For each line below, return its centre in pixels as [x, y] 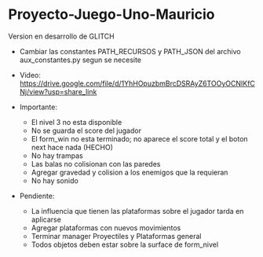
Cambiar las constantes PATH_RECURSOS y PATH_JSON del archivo [130, 51]
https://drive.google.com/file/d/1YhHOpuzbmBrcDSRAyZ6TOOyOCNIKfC [137, 83]
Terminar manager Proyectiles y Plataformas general [116, 236]
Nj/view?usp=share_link [58, 91]
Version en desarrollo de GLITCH [62, 36]
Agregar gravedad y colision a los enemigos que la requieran [130, 172]
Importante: [38, 107]
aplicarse [46, 219]
